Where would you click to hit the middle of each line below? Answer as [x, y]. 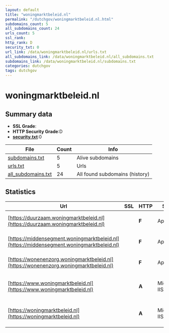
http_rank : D [19, 43]
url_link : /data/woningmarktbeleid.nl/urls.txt [56, 52]
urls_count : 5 [20, 33]
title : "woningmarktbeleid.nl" [38, 15]
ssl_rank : [16, 38]
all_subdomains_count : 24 [32, 29]
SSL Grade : [24, 126]
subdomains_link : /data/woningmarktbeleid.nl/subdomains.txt [71, 61]
